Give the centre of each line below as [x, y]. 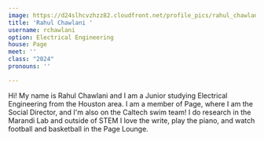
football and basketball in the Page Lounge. [79, 128]
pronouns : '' [29, 67]
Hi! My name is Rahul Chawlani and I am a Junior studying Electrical [118, 96]
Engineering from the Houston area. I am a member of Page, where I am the [131, 103]
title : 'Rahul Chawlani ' [50, 23]
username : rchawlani [42, 30]
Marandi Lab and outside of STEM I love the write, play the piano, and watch [132, 120]
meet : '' [22, 52]
